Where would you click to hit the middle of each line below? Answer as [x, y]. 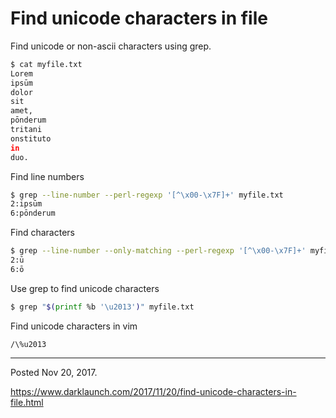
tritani [26, 130]
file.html [27, 402]
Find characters [42, 233]
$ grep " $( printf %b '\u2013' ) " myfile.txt [102, 307]
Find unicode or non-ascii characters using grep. [111, 46]
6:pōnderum [33, 213]
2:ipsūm [26, 204]
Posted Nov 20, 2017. [54, 372]
